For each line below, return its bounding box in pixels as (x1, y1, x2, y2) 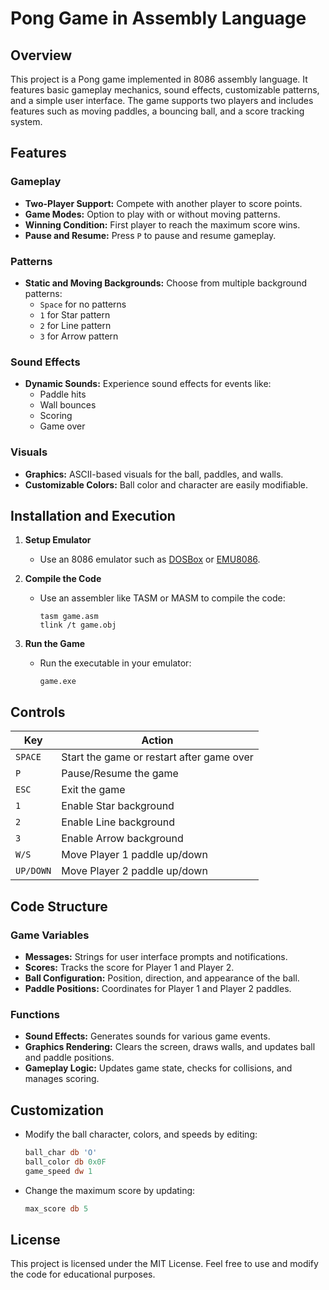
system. (10, 116, 43, 127)
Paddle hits (39, 388, 87, 401)
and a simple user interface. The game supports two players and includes (10, 95, 314, 106)
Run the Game (24, 638, 86, 650)
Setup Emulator (24, 534, 92, 546)
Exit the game (61, 783, 126, 797)
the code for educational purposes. (10, 1268, 156, 1281)
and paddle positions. (24, 1052, 115, 1064)
